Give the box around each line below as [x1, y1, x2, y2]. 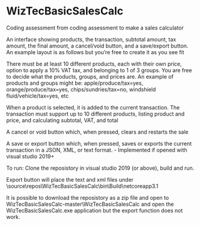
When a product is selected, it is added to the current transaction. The [6, 103, 180, 111]
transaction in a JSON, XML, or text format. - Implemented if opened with [6, 146, 187, 153]
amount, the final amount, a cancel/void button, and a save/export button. [6, 42, 189, 49]
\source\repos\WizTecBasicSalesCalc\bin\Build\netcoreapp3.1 [6, 182, 159, 190]
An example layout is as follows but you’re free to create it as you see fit [6, 48, 184, 55]
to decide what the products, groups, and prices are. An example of [6, 73, 174, 80]
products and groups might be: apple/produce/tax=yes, [6, 79, 144, 87]
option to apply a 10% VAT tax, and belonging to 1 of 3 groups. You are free [6, 66, 192, 73]
